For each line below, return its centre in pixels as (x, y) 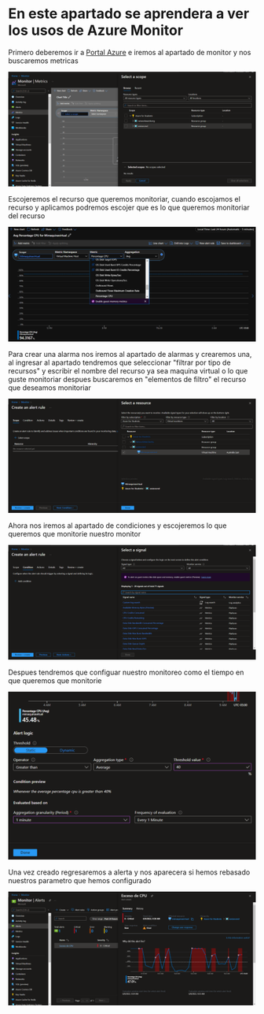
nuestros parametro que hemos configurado (80, 880)
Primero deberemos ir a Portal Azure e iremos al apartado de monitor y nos (130, 52)
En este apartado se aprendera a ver (129, 14)
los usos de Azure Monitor (95, 30)
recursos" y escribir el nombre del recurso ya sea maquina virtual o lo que (128, 371)
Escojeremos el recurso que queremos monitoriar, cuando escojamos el (125, 199)
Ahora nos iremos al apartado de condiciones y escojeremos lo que (117, 526)
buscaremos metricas (43, 61)
